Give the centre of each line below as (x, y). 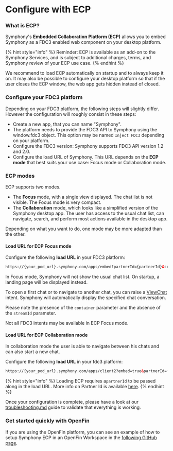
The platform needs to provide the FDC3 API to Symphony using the (85, 129)
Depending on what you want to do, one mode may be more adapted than (84, 229)
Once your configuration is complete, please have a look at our (72, 402)
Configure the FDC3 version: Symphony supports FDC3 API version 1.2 (88, 146)
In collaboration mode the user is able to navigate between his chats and (82, 346)
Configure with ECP (48, 10)
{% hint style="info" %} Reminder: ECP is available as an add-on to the (81, 52)
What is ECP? (22, 26)
